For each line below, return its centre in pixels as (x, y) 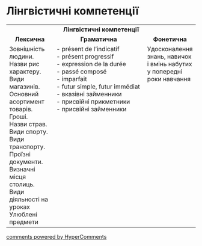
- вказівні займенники (89, 94)
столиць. (22, 184)
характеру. (25, 72)
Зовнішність (27, 49)
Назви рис (24, 64)
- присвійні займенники (91, 109)
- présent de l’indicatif (88, 49)
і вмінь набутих (170, 64)
